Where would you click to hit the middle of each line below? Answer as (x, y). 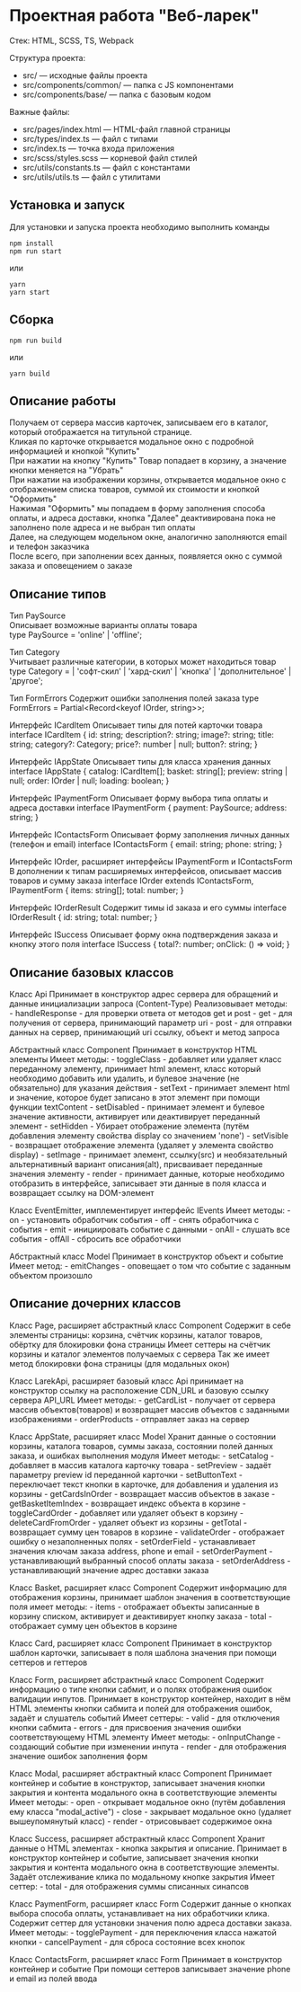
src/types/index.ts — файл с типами (90, 138)
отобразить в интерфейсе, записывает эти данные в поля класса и (138, 1183)
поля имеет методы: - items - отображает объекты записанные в (135, 1607)
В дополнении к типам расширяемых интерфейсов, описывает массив (146, 872)
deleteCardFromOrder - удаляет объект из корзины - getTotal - (128, 1522)
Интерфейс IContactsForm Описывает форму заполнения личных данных (150, 835)
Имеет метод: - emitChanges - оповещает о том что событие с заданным (150, 1266)
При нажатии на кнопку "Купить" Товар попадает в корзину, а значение (148, 461)
